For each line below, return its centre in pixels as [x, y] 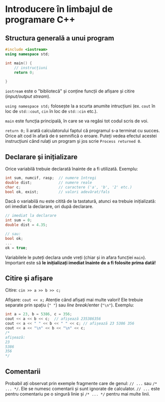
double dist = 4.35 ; [27, 225]
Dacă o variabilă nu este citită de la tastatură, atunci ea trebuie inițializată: [81, 201]
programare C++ [40, 20]
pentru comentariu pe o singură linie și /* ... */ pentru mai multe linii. [78, 394]
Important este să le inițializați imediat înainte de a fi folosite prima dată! [81, 263]
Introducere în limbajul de [59, 9]
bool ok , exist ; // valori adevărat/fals [58, 192]
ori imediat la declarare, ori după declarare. [49, 206]
